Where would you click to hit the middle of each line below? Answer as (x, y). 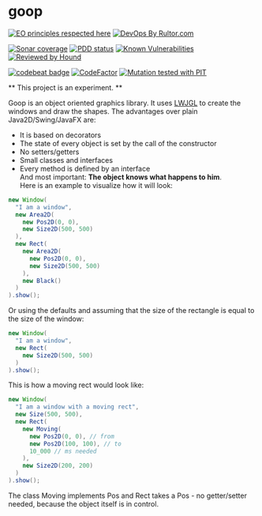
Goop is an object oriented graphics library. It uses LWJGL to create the (125, 103)
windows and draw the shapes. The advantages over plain (103, 111)
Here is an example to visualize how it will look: (96, 185)
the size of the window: (46, 319)
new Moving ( (42, 429)
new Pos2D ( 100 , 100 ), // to (75, 444)
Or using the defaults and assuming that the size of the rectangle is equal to (131, 311)
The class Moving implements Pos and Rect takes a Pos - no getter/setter (127, 495)
